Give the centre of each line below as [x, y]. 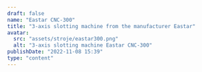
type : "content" [30, 58]
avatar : [18, 33]
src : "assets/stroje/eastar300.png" [66, 39]
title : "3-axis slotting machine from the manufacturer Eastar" [101, 26]
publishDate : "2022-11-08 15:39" [55, 52]
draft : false [26, 13]
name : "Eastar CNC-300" [41, 20]
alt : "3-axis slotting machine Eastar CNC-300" [83, 45]
